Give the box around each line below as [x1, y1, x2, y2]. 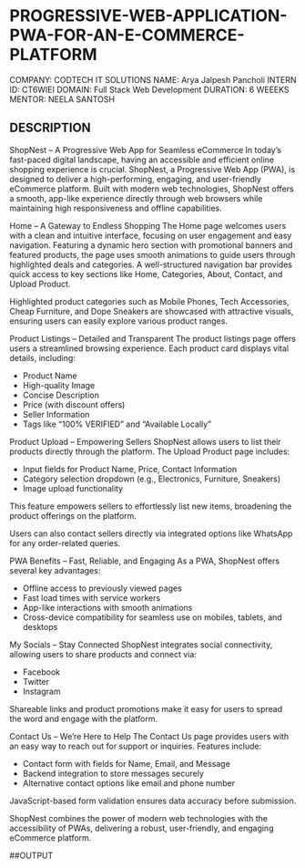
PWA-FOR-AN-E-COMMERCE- [9, 25, 245, 46]
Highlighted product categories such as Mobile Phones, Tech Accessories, [9, 295, 290, 306]
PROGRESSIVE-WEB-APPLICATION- [9, 5, 288, 26]
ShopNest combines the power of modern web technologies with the [9, 812, 269, 823]
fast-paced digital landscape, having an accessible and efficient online [9, 154, 275, 165]
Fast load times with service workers [22, 592, 161, 603]
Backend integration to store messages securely [22, 768, 205, 779]
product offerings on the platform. [9, 510, 137, 521]
